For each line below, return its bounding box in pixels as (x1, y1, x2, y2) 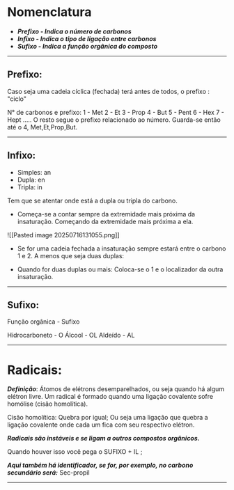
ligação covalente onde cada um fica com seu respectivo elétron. (7, 420, 195, 429)
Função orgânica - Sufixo (7, 317, 80, 326)
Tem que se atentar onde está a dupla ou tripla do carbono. (7, 196, 178, 205)
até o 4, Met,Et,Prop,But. (7, 122, 78, 131)
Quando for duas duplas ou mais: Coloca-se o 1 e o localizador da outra (17, 265, 224, 274)
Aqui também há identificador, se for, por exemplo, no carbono (7, 461, 194, 470)
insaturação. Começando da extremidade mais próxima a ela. (17, 217, 194, 226)
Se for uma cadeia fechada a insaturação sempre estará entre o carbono (17, 244, 226, 253)
